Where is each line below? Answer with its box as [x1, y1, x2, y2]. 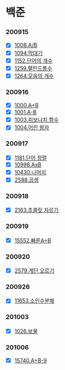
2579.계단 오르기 [14, 266, 55, 274]
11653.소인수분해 [14, 297, 55, 305]
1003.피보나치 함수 [14, 116, 59, 124]
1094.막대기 [14, 49, 43, 57]
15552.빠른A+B [14, 237, 52, 244]
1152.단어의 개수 [14, 57, 53, 64]
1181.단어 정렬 [14, 154, 48, 162]
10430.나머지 [14, 168, 46, 176]
